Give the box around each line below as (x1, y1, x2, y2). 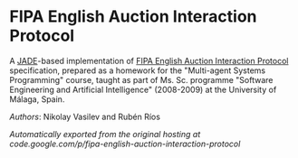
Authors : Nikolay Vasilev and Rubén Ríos (9, 111, 161, 122)
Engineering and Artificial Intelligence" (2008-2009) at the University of (9, 84, 277, 95)
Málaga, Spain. (9, 93, 65, 105)
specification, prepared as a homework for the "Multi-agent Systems (9, 65, 265, 76)
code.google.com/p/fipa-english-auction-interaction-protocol (9, 138, 241, 149)
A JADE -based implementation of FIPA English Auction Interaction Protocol (9, 55, 289, 66)
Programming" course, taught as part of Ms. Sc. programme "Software (9, 74, 274, 85)
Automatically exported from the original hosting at (9, 128, 201, 139)
